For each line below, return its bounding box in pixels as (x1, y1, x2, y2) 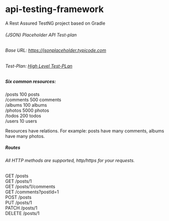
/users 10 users (5, 118, 37, 124)
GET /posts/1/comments (5, 184, 55, 190)
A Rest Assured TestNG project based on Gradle (5, 20, 105, 26)
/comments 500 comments (5, 97, 62, 103)
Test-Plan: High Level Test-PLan (5, 63, 73, 69)
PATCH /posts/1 (5, 205, 38, 211)
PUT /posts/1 (5, 200, 32, 206)
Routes (5, 144, 21, 151)
